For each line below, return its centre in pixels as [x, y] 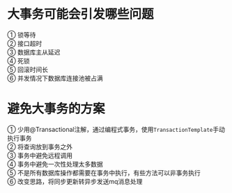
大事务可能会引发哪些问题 [81, 14]
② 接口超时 [25, 43]
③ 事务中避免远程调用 [40, 155]
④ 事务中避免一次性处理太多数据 [55, 164]
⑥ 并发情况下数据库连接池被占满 [55, 78]
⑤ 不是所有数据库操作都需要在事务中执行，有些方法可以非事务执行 [104, 173]
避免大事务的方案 [56, 109]
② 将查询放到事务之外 [40, 146]
